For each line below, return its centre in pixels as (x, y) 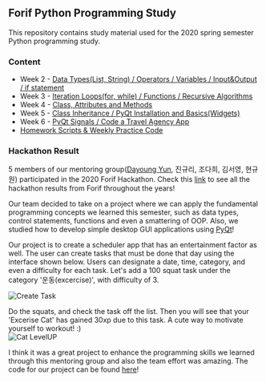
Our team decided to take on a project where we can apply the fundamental (133, 204)
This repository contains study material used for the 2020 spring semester (131, 32)
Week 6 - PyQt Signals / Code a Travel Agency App (105, 122)
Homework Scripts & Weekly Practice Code (91, 131)
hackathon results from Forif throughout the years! (92, 188)
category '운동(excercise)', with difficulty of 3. (84, 280)
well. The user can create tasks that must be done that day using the (121, 253)
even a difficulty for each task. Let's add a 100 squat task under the (119, 271)
